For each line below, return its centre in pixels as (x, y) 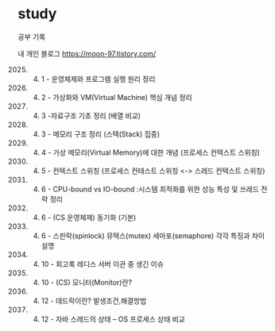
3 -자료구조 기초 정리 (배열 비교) (91, 115)
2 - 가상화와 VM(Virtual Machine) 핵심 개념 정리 (116, 97)
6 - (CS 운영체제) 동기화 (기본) (89, 217)
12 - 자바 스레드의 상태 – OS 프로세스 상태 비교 (113, 319)
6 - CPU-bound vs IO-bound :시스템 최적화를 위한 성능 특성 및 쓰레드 (150, 189)
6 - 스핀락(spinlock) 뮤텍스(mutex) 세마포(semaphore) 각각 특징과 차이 (153, 236)
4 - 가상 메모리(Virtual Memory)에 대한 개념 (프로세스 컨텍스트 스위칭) (150, 152)
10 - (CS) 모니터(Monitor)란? (87, 282)
